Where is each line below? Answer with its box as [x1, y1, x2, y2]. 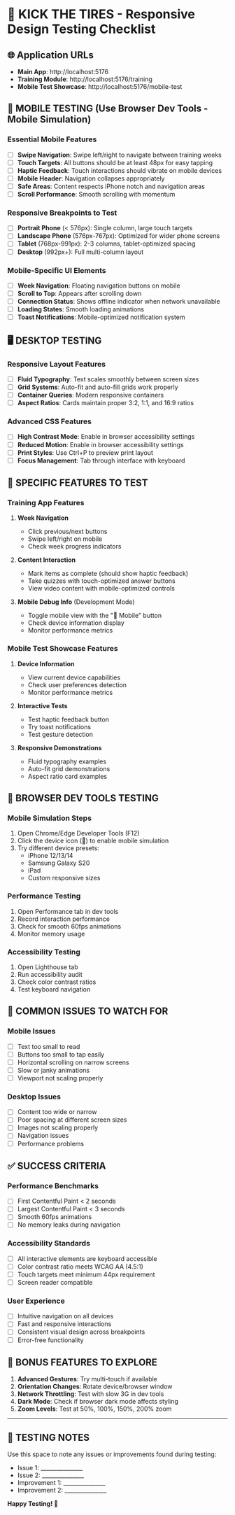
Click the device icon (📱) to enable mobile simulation [17, 836, 169, 845]
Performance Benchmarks [7, 1181, 99, 1190]
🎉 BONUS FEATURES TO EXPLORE [7, 1357, 157, 1368]
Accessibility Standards [7, 1239, 91, 1248]
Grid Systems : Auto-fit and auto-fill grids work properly [17, 383, 178, 391]
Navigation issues [17, 1132, 69, 1140]
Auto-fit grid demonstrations [27, 764, 111, 773]
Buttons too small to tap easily [17, 1050, 105, 1059]
